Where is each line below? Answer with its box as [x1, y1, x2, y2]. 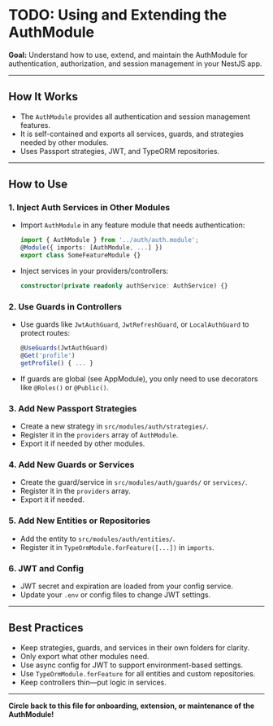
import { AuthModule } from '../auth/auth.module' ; [19, 236, 199, 244]
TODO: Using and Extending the [8, 6, 227, 24]
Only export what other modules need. [19, 651, 149, 661]
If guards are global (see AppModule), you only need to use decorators [19, 373, 258, 384]
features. [19, 120, 51, 130]
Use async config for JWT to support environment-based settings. [19, 660, 244, 670]
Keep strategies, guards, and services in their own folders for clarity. [19, 642, 250, 653]
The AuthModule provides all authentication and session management [19, 112, 250, 121]
